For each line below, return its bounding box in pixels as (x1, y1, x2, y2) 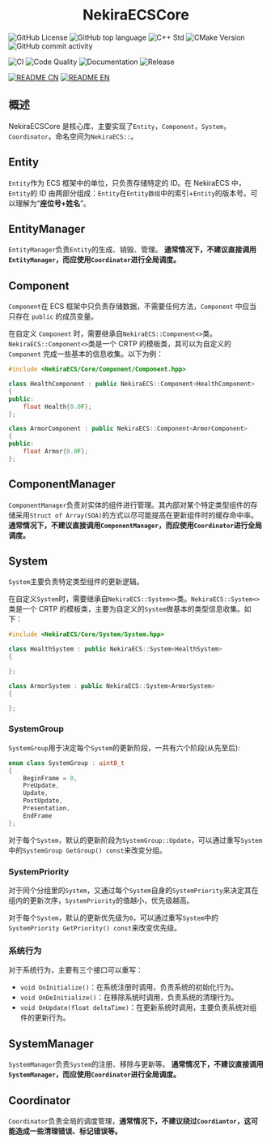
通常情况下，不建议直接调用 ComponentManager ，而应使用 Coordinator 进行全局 (8, 520, 263, 530)
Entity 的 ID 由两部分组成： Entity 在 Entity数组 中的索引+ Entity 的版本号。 (8, 188, 251, 198)
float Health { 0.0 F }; (23, 402, 92, 410)
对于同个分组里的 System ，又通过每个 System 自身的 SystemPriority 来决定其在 (8, 886, 259, 896)
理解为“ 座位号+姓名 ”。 (15, 198, 91, 208)
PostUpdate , (23, 797, 63, 805)
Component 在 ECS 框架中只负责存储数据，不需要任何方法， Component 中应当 (8, 302, 257, 312)
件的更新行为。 (19, 1012, 70, 1023)
